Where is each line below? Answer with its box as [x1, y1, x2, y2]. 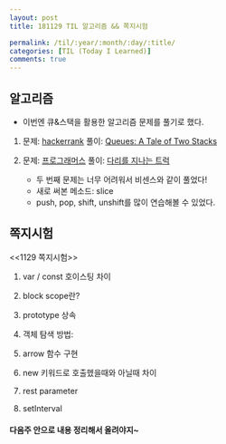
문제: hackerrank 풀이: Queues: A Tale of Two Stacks [22, 135, 218, 146]
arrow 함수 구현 [22, 348, 79, 359]
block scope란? [22, 290, 80, 301]
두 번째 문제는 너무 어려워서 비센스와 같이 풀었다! [35, 174, 208, 185]
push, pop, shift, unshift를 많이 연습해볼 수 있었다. [35, 197, 216, 208]
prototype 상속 [22, 309, 77, 320]
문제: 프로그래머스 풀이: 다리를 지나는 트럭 [22, 155, 170, 166]
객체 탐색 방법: [22, 328, 74, 340]
